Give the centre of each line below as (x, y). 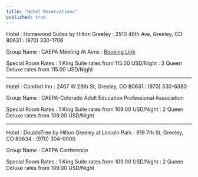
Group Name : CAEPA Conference (47, 150)
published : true (26, 17)
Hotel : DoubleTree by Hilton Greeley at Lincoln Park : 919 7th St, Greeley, (95, 132)
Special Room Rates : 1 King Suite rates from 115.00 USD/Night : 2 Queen (94, 63)
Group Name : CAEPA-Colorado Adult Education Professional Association (95, 97)
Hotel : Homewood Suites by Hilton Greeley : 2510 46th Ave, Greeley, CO (94, 34)
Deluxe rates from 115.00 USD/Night (49, 69)
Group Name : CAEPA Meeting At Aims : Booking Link (71, 51)
